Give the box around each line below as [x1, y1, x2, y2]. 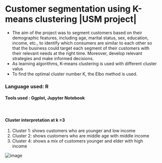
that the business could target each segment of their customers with [12, 45, 150, 51]
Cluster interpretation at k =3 [5, 117, 65, 123]
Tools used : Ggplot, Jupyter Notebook [5, 95, 85, 101]
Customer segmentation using [5, 3, 131, 15]
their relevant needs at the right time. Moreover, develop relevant [12, 50, 143, 56]
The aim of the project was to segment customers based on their [12, 30, 143, 35]
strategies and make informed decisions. [12, 55, 94, 61]
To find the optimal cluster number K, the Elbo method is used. [12, 71, 138, 77]
